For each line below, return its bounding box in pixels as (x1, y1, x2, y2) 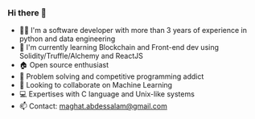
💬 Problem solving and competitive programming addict (19, 72, 204, 81)
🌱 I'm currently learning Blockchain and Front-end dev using (19, 43, 219, 52)
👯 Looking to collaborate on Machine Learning (19, 80, 173, 90)
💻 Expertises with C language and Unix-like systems (19, 89, 195, 99)
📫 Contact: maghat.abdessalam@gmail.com (19, 101, 168, 111)
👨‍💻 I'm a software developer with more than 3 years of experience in (19, 26, 247, 35)
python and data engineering (19, 34, 116, 43)
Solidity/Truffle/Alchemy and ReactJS (19, 51, 144, 61)
